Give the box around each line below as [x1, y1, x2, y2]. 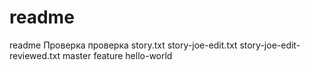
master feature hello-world [62, 49, 173, 61]
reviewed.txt [9, 49, 61, 61]
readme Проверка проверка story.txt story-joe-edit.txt [9, 39, 238, 51]
